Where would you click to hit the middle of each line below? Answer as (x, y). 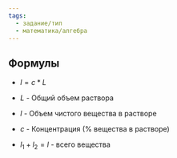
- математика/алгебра (52, 30)
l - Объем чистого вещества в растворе (88, 114)
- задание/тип (39, 23)
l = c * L (33, 83)
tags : (17, 16)
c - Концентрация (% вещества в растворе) (95, 129)
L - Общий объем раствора (67, 98)
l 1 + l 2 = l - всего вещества (65, 145)
